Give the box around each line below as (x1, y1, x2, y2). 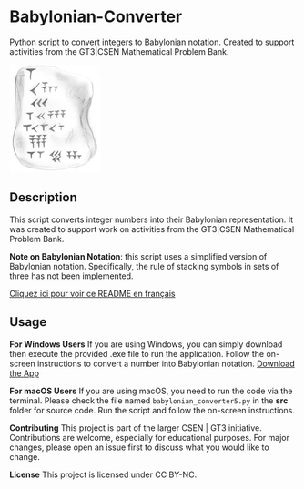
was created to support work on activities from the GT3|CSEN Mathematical (9, 223, 295, 234)
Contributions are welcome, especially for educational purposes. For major (9, 432, 289, 443)
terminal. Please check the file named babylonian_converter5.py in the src (9, 394, 289, 406)
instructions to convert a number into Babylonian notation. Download (36, 358, 295, 369)
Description (9, 189, 77, 206)
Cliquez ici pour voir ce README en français (9, 288, 176, 299)
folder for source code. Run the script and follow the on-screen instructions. (9, 404, 296, 415)
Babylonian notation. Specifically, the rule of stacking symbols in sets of (9, 260, 279, 271)
